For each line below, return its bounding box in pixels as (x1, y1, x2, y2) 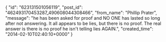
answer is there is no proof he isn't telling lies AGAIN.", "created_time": (5, 26, 154, 32)
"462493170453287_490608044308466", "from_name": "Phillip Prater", (5, 10, 157, 16)
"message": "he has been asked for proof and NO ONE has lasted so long (5, 15, 160, 21)
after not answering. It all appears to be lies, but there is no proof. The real (5, 20, 162, 26)
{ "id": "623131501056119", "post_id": (5, 5, 83, 10)
